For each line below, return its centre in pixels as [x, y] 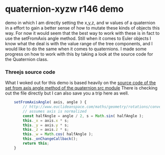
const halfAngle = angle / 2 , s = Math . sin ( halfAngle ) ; [83, 116]
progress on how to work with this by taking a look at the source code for [79, 54]
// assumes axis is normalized [55, 111]
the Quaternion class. [27, 59]
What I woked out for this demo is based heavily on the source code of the [81, 83]
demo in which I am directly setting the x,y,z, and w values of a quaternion [80, 23]
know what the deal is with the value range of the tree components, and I [79, 43]
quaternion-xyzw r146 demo [64, 9]
